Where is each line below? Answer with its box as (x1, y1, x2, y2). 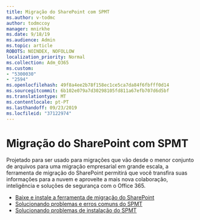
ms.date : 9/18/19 (6, 32, 50, 38)
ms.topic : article (6, 43, 53, 49)
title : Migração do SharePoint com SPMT (6, 8, 110, 15)
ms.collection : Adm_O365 (6, 59, 69, 65)
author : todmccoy (6, 20, 50, 26)
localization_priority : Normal (6, 54, 85, 60)
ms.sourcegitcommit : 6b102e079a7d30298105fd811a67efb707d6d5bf (6, 88, 170, 94)
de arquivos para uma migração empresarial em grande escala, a (6, 163, 168, 170)
